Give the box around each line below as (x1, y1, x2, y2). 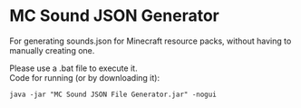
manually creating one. (9, 44, 95, 55)
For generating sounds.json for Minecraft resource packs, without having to (9, 35, 292, 46)
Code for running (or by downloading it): (9, 72, 160, 83)
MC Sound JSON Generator (9, 5, 219, 26)
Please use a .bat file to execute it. (9, 63, 138, 74)
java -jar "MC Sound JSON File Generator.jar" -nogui (9, 90, 218, 99)
